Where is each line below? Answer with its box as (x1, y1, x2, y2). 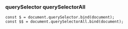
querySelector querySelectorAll (5, 3, 85, 10)
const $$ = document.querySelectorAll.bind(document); (5, 19, 124, 24)
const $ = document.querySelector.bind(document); (5, 15, 115, 20)
